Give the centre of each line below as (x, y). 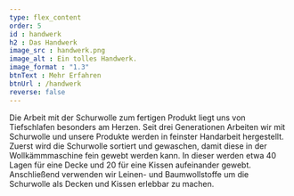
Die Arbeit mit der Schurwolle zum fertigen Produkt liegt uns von (128, 118)
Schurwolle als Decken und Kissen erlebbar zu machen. (112, 184)
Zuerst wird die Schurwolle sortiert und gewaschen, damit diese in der (138, 146)
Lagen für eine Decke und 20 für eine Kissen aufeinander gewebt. (131, 165)
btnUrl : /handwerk (45, 84)
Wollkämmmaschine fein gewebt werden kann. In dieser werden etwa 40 (143, 155)
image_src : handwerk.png (57, 51)
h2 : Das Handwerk (43, 42)
